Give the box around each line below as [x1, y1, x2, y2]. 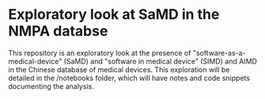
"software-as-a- [192, 48, 247, 57]
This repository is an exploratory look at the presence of [8, 48, 191, 57]
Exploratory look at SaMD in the [8, 5, 220, 24]
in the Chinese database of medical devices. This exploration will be [8, 64, 230, 74]
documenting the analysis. [8, 81, 95, 91]
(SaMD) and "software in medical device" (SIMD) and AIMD [63, 57, 257, 66]
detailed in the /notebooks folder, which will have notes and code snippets [8, 73, 251, 82]
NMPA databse [8, 22, 108, 40]
